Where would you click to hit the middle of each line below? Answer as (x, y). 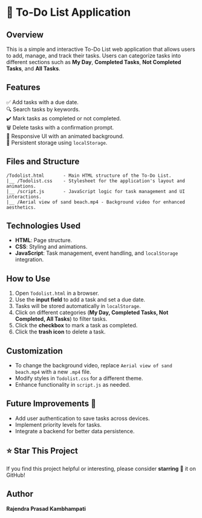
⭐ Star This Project (42, 451)
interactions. (24, 197)
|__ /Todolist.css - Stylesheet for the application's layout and (96, 181)
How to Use (28, 279)
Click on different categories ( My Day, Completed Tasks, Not (92, 313)
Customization (35, 351)
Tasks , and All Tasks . (33, 68)
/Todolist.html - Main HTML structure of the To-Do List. (89, 175)
